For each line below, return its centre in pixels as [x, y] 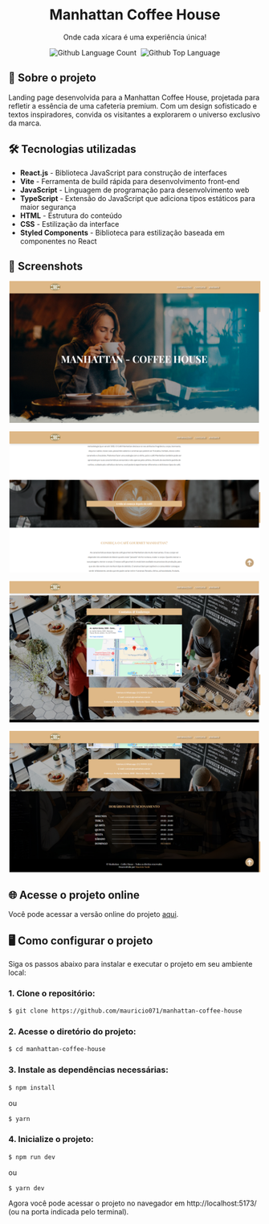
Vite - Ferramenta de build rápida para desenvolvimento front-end [130, 181]
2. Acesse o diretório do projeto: [72, 1032]
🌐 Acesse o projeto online [74, 895]
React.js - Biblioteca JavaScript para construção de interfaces [123, 173]
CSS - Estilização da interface [69, 224]
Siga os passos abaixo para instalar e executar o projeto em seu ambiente [130, 964]
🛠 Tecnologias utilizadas [72, 149]
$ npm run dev [32, 1157]
